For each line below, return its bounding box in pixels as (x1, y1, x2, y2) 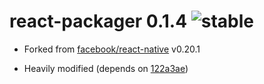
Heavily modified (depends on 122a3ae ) (23, 62, 189, 74)
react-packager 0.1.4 (9, 10, 188, 33)
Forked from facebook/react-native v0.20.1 (23, 43, 201, 55)
